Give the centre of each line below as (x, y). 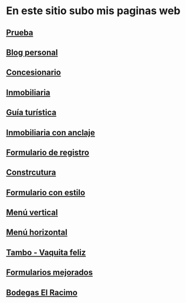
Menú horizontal (37, 233)
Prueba (20, 33)
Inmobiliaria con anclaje (51, 133)
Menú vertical (32, 213)
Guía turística (31, 113)
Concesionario (34, 73)
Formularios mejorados (49, 273)
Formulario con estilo (46, 192)
